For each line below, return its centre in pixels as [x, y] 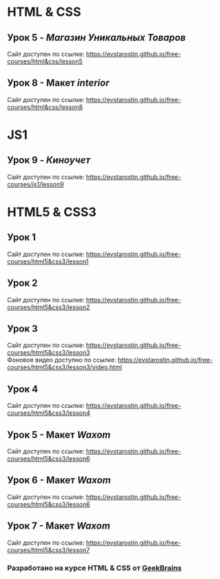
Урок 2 [22, 283]
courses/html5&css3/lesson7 [49, 550]
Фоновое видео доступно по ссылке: [62, 360]
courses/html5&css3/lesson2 [49, 307]
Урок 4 [23, 389]
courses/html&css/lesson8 [45, 107]
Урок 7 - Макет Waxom [59, 526]
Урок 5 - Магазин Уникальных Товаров [97, 38]
